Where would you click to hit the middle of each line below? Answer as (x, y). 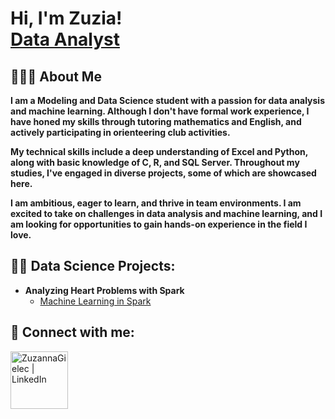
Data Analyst (65, 39)
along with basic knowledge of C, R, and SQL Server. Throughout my (155, 162)
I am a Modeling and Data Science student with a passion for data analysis (167, 100)
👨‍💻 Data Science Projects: (93, 266)
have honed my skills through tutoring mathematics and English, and (156, 121)
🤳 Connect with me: (72, 332)
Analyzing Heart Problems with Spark (104, 290)
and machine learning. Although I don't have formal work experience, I (160, 111)
